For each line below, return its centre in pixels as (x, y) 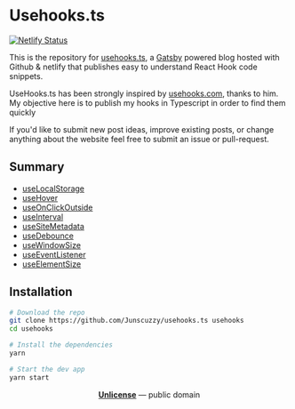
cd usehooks (31, 329)
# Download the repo (48, 312)
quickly (23, 112)
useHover (40, 197)
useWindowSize (52, 245)
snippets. (26, 76)
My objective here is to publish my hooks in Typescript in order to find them (147, 102)
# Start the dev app (48, 369)
